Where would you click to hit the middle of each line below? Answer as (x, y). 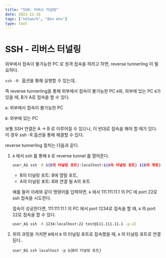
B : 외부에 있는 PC (22, 118)
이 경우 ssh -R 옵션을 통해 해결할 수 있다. (44, 135)
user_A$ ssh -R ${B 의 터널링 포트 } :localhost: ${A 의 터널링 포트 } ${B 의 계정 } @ (87, 165)
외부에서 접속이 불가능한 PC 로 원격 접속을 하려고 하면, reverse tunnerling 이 (79, 64)
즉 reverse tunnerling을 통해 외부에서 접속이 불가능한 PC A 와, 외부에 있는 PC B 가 (83, 91)
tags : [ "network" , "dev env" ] (36, 19)
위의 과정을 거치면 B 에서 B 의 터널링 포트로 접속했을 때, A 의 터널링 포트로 (82, 234)
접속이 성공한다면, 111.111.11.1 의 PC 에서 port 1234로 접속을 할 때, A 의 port (84, 209)
